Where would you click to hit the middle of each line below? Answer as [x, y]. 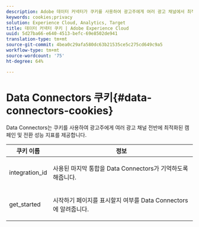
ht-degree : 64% [25, 61]
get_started [25, 204]
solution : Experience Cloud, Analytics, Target [66, 23]
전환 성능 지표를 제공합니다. [55, 135]
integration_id [28, 172]
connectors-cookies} [60, 111]
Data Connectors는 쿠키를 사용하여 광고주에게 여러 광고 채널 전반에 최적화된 [95, 127]
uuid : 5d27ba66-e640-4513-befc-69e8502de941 [62, 34]
